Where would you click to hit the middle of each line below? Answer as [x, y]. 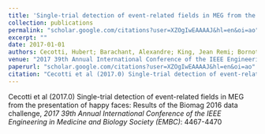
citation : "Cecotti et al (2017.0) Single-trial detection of [112, 74]
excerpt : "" [28, 37]
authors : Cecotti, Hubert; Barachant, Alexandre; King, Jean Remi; [121, 52]
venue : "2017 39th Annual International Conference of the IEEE [116, 60]
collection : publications [50, 23]
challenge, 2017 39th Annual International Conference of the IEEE [115, 113]
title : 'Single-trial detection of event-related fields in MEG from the [132, 15]
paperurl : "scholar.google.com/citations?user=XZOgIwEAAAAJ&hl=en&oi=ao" [132, 67]
